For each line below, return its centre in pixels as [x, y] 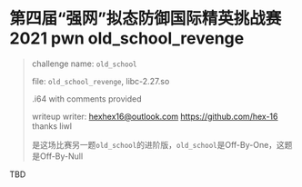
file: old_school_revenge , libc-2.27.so [101, 81]
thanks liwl [52, 126]
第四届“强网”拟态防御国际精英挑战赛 [146, 19]
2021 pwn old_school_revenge [127, 39]
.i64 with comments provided [86, 98]
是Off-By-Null [57, 156]
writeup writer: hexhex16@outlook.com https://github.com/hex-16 [155, 116]
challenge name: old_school [84, 64]
